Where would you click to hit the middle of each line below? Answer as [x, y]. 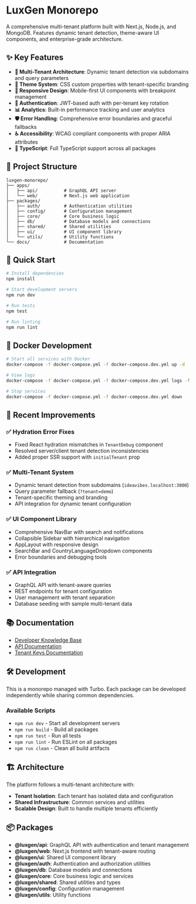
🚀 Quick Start [31, 260]
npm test [17, 311]
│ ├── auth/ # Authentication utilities [69, 206]
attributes [26, 142]
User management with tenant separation [65, 598]
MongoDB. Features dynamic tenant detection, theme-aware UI [83, 32]
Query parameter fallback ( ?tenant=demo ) [64, 491]
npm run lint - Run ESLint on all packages [66, 742]
